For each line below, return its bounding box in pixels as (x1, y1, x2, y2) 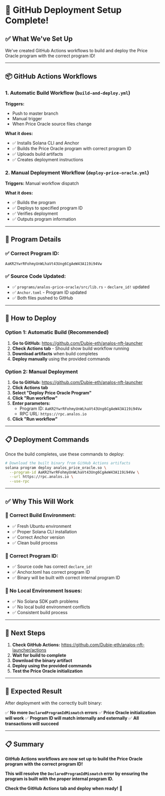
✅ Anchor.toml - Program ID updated (12, 289, 87, 295)
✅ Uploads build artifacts (12, 151, 63, 157)
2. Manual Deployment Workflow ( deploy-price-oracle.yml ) (5, 169, 149, 176)
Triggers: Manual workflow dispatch (5, 180, 80, 186)
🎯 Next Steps (5, 628, 46, 637)
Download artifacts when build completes (12, 350, 98, 356)
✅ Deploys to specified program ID (12, 205, 83, 211)
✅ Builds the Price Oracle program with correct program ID (12, 145, 132, 151)
